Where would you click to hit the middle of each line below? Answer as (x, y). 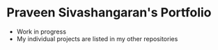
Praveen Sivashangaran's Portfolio (109, 13)
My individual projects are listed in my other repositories (97, 38)
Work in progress (41, 32)
